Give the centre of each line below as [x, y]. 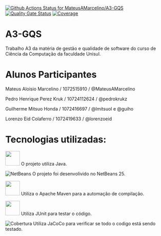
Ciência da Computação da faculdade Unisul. [53, 53]
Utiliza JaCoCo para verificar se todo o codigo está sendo [94, 223]
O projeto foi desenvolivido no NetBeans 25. [79, 174]
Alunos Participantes [51, 75]
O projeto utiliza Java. [44, 164]
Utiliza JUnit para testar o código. [56, 213]
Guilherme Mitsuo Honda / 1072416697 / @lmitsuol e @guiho [69, 108]
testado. [14, 229]
